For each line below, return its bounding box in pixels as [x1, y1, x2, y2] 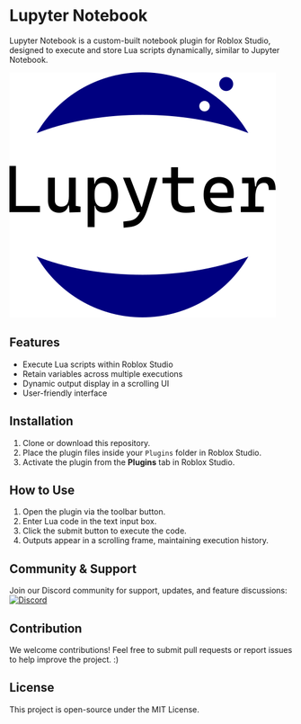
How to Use [9, 482, 75, 497]
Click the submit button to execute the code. [22, 525, 187, 536]
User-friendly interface [22, 388, 108, 398]
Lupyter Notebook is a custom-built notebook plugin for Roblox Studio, [9, 35, 271, 46]
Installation [9, 414, 74, 429]
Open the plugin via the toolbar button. [22, 506, 166, 517]
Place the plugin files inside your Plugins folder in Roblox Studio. [22, 447, 262, 458]
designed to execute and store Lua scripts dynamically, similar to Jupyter [9, 44, 280, 55]
